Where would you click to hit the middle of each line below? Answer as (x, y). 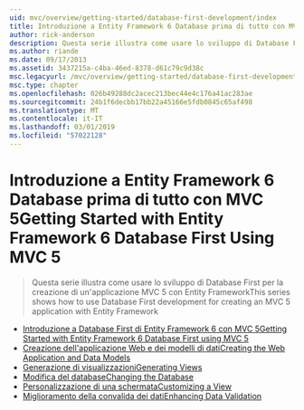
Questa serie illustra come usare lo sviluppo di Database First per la (157, 282)
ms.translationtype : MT (54, 110)
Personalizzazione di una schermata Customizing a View (127, 386)
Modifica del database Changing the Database (108, 377)
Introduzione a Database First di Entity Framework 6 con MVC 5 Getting (155, 329)
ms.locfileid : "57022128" (58, 136)
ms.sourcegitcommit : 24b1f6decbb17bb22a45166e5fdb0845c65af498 (131, 102)
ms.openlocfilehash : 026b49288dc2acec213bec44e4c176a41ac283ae (131, 93)
